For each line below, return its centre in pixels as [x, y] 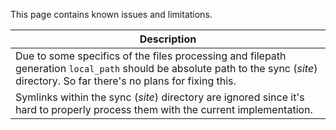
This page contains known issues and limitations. [111, 14]
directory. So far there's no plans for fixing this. [126, 81]
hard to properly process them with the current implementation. [164, 109]
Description [168, 39]
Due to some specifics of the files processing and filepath [151, 56]
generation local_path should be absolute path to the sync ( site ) [166, 68]
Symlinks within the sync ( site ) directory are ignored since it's [160, 97]
